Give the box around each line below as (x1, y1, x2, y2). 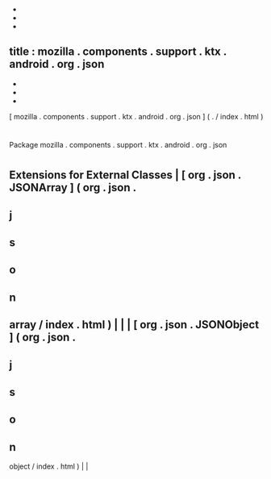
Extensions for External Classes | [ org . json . (9, 169, 241, 182)
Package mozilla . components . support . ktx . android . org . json (9, 140, 227, 149)
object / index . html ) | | (9, 461, 89, 472)
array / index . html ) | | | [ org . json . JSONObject (9, 318, 260, 331)
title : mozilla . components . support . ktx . (9, 45, 227, 59)
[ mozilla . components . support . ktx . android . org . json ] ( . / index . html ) (9, 111, 264, 121)
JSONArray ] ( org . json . (9, 181, 136, 194)
